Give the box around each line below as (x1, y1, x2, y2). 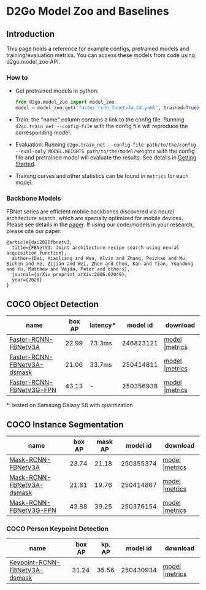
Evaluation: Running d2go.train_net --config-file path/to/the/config (15, 141, 196, 148)
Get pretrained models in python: (15, 87, 99, 94)
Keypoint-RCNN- (9, 558, 61, 567)
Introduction (6, 29, 55, 39)
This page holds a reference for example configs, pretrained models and (6, 45, 189, 52)
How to (6, 73, 28, 82)
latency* (90, 321, 116, 329)
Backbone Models (6, 194, 61, 202)
